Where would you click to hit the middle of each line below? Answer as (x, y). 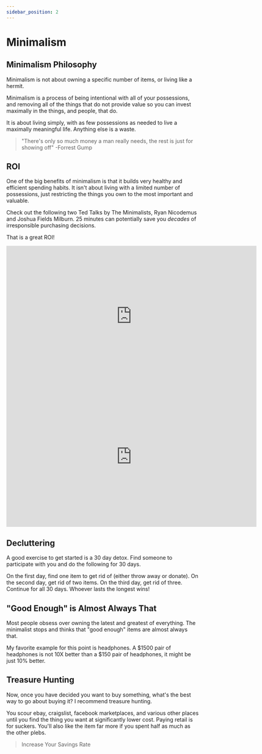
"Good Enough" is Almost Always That (82, 608)
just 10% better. (26, 661)
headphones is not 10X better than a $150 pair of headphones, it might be (99, 654)
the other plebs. (26, 732)
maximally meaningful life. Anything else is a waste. (71, 129)
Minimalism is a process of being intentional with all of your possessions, (98, 98)
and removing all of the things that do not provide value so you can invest (99, 104)
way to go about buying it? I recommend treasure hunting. (79, 701)
